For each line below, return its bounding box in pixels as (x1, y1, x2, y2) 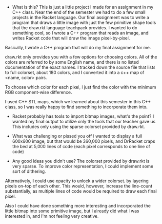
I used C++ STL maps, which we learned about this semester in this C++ (5, 99, 151, 104)
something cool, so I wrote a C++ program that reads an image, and (12, 30, 149, 36)
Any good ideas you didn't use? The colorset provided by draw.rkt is (12, 158, 150, 164)
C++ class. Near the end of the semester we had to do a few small (12, 9, 145, 15)
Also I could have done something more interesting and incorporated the (5, 203, 151, 208)
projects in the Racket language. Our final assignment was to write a (12, 15, 149, 20)
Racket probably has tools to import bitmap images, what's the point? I (12, 113, 154, 119)
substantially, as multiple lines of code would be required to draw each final (5, 188, 157, 194)
